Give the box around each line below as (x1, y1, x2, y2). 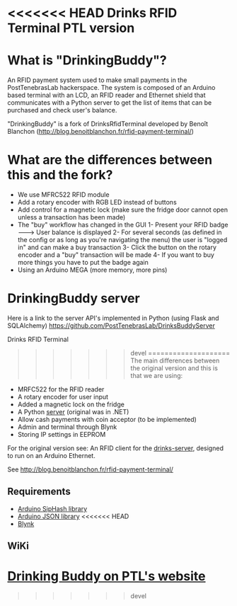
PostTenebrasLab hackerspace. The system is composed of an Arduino (7, 84, 216, 92)
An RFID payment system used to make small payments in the (7, 76, 187, 84)
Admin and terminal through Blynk (17, 423, 117, 431)
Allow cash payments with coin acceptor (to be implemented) (17, 416, 197, 423)
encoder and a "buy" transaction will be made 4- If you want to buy (17, 251, 214, 259)
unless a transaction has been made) (17, 213, 126, 222)
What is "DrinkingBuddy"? (7, 52, 168, 69)
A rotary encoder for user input (17, 393, 108, 401)
